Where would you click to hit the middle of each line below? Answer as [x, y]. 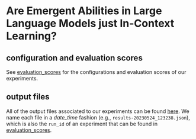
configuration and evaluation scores [75, 58]
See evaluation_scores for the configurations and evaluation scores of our [96, 72]
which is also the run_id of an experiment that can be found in [82, 124]
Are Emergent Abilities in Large [84, 11]
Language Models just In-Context [90, 23]
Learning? [32, 36]
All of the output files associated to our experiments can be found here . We [98, 111]
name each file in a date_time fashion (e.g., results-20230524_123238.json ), [98, 117]
